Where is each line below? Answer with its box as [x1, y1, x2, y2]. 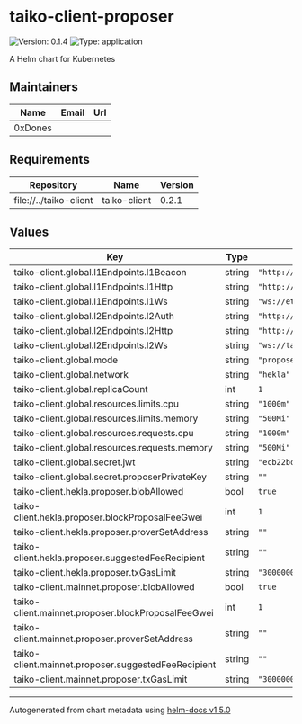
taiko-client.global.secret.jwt [13, 456, 136, 469]
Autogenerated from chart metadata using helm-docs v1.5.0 [9, 704, 231, 716]
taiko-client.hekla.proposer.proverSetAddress [13, 526, 209, 539]
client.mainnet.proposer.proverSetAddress [13, 632, 193, 645]
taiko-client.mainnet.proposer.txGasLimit [13, 673, 188, 685]
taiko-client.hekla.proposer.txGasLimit [13, 567, 177, 579]
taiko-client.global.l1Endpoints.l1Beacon [13, 266, 187, 279]
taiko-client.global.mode [13, 353, 119, 366]
